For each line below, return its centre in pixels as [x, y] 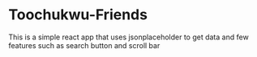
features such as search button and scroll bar [84, 45]
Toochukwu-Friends [78, 15]
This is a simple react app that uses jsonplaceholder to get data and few [128, 37]
